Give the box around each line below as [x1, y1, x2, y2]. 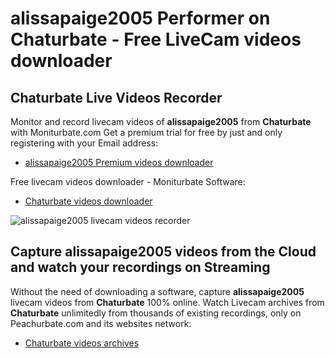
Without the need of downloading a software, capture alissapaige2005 [10, 285, 305, 297]
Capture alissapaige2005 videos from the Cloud [10, 243, 317, 261]
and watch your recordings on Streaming [10, 259, 271, 276]
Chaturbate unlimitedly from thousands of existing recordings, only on [10, 307, 302, 319]
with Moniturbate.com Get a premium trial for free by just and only [10, 127, 283, 138]
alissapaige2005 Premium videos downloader [24, 157, 214, 168]
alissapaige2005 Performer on [10, 7, 271, 30]
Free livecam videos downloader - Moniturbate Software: [10, 176, 246, 187]
